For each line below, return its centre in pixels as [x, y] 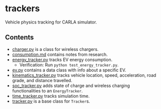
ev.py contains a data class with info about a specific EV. [69, 70]
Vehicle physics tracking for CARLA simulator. [51, 22]
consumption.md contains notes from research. [60, 54]
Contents [20, 37]
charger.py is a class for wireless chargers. [55, 49]
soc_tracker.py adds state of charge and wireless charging [71, 86]
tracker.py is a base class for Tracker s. [51, 101]
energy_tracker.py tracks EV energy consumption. [62, 60]
